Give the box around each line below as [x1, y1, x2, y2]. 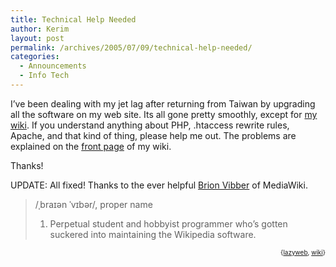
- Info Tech [19, 71, 70, 81]
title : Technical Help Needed [10, 14, 137, 25]
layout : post [10, 33, 65, 43]
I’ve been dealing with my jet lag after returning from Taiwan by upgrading [10, 97, 316, 110]
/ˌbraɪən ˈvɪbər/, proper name [34, 198, 153, 210]
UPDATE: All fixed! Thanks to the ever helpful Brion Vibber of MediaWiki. [10, 179, 308, 191]
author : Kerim [10, 24, 70, 34]
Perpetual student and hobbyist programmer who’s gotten [49, 217, 288, 230]
